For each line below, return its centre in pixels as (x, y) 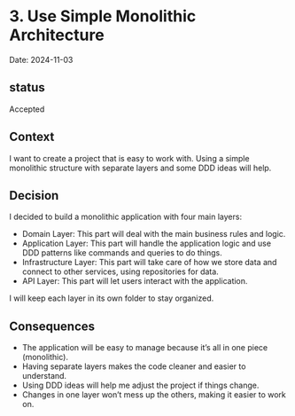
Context (32, 137)
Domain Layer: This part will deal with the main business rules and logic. (154, 234)
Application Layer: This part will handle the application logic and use (147, 243)
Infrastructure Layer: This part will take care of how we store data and (149, 263)
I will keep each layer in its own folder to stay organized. (112, 298)
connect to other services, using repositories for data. (120, 271)
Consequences (52, 326)
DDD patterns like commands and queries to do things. (122, 253)
